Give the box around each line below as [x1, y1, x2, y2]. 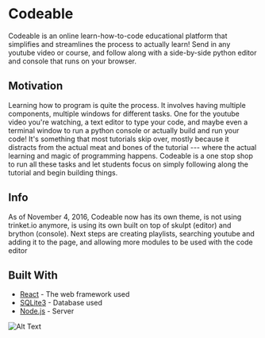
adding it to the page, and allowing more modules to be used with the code [8, 237, 253, 247]
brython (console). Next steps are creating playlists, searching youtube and [8, 229, 255, 238]
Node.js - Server [19, 306, 75, 316]
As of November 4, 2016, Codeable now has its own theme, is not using [8, 212, 242, 221]
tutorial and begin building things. [8, 167, 118, 177]
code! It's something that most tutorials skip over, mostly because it [8, 134, 229, 144]
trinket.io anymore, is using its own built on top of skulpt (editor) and [8, 220, 232, 230]
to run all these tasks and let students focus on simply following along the [8, 159, 248, 169]
